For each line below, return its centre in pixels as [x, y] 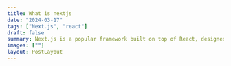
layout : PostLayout [35, 52]
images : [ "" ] [26, 45]
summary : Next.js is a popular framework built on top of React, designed [117, 39]
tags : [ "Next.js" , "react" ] [47, 26]
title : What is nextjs [40, 13]
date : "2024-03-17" [35, 20]
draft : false [26, 33]
